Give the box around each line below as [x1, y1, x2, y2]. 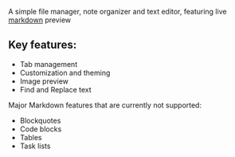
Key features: [8, 38, 77, 52]
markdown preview [8, 15, 72, 25]
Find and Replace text [19, 84, 92, 94]
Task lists [19, 141, 51, 151]
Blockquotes [19, 116, 61, 125]
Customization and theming [19, 68, 111, 77]
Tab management [19, 59, 78, 69]
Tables [19, 132, 42, 142]
